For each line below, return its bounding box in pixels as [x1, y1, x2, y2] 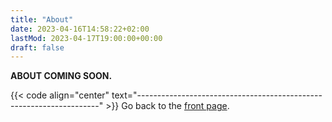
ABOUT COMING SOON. [10, 70, 113, 82]
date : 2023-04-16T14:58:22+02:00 [10, 24, 150, 34]
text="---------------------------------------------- [111, 89, 323, 101]
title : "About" [10, 14, 74, 25]
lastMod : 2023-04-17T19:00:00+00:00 [10, 33, 163, 43]
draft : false [10, 42, 65, 53]
